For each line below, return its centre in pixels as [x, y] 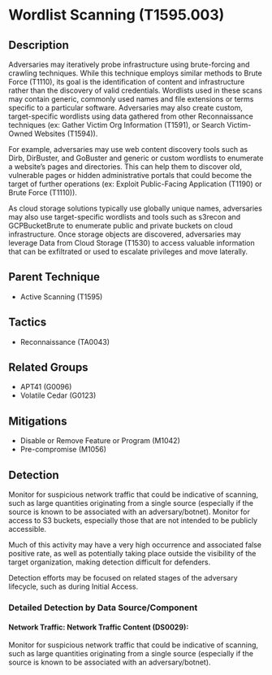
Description [39, 45]
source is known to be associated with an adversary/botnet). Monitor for [129, 512]
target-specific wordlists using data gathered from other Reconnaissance [131, 116]
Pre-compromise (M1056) [63, 450]
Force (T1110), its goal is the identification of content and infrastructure [127, 82]
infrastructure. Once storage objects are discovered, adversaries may [125, 234]
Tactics [28, 322]
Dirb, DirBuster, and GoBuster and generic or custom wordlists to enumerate [136, 158]
